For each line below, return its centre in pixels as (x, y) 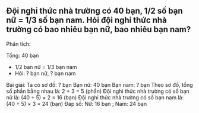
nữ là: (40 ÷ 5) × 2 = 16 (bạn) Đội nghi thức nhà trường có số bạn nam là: (95, 97)
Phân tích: (18, 44)
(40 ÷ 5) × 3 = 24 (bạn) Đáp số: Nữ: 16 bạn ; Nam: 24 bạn (77, 103)
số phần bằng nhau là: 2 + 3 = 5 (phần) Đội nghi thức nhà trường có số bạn (98, 91)
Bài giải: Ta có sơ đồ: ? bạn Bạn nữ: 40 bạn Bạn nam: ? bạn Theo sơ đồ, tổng (99, 84)
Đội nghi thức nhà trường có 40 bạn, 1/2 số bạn (94, 11)
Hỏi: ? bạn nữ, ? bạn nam (45, 73)
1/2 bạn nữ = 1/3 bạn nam (46, 67)
